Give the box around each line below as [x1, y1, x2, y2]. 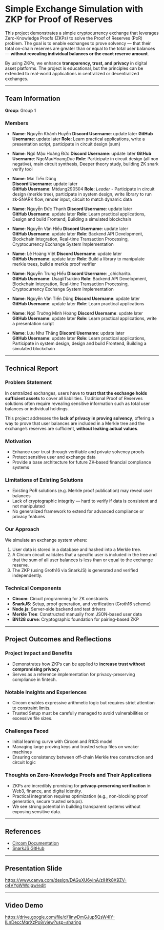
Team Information [5, 94, 61, 103]
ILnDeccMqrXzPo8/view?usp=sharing [5, 919, 82, 925]
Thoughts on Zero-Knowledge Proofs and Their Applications [5, 772, 152, 779]
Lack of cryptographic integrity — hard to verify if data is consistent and [12, 498, 158, 504]
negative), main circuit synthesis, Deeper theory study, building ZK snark [12, 161, 159, 167]
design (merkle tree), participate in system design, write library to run [12, 191, 152, 197]
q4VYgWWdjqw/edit [5, 883, 46, 888]
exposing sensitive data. [12, 808, 61, 814]
